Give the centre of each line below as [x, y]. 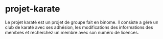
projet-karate [33, 9]
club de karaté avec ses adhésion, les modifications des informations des [79, 27]
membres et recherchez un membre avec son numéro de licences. [72, 32]
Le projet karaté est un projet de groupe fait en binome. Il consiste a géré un [82, 22]
